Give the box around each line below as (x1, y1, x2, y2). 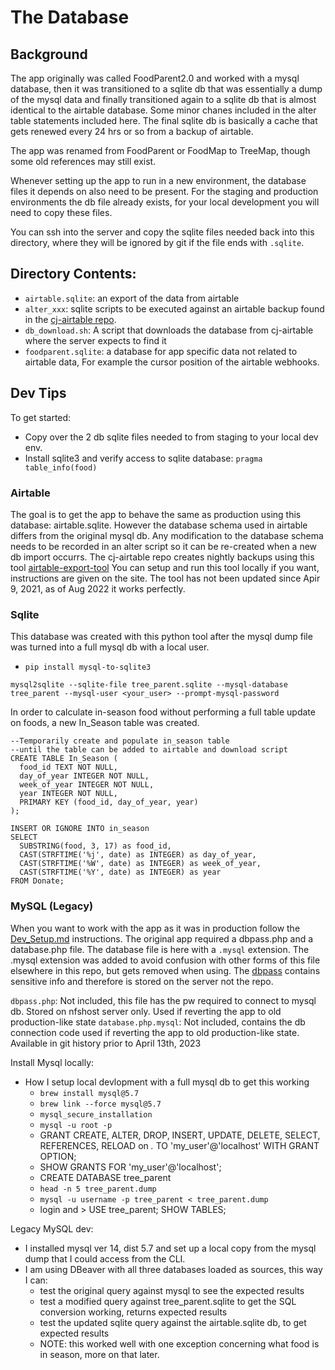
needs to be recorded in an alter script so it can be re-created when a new (10, 540, 318, 552)
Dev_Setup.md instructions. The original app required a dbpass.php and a (10, 932, 314, 945)
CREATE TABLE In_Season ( (10, 754, 118, 764)
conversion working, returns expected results (39, 1306, 228, 1318)
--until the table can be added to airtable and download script (10, 745, 288, 755)
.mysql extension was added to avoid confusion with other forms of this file (10, 954, 321, 966)
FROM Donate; (10, 876, 65, 886)
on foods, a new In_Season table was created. (10, 717, 200, 729)
